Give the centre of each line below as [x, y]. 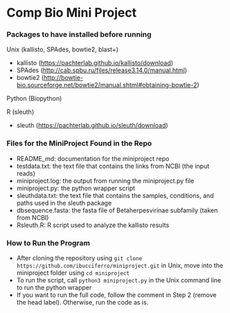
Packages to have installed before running [79, 35]
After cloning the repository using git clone [79, 258]
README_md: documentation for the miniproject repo [93, 158]
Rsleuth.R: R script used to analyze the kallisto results [93, 225]
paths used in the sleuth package [64, 203]
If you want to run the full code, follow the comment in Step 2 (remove [116, 295]
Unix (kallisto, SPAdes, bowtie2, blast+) [63, 49]
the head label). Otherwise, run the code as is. [82, 303]
